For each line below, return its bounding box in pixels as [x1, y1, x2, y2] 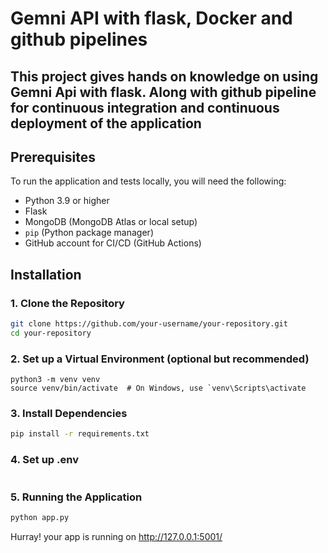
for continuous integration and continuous [10, 99, 280, 116]
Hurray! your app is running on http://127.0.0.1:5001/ [10, 530, 223, 542]
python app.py [10, 512, 70, 522]
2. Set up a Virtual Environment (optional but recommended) [10, 352, 310, 366]
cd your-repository [10, 328, 92, 338]
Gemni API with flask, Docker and [10, 7, 293, 30]
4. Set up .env [10, 453, 79, 467]
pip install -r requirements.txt [10, 429, 150, 439]
